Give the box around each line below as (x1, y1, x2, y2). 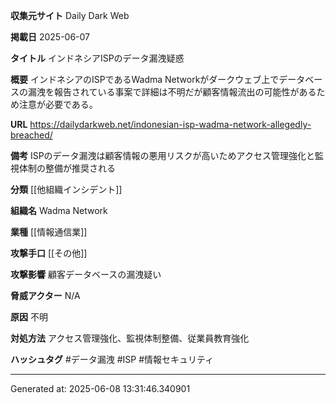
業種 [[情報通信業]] (10, 226, 88, 238)
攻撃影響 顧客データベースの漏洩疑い (10, 269, 162, 280)
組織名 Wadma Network (10, 205, 108, 216)
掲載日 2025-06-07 (10, 31, 91, 43)
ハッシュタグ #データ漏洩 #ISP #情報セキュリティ (10, 354, 215, 365)
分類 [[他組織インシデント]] (10, 184, 123, 195)
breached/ (10, 129, 53, 141)
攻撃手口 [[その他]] (10, 247, 88, 259)
